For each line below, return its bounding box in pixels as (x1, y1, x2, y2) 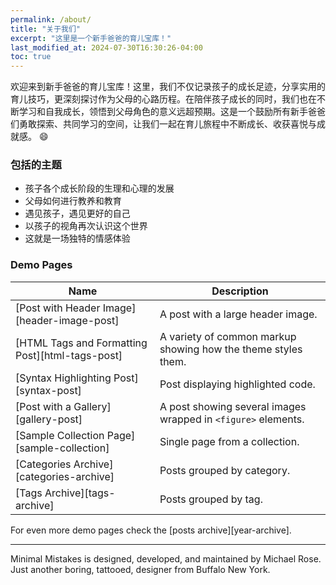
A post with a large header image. (159, 307, 318, 321)
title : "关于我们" (10, 24, 82, 34)
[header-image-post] (15, 313, 120, 327)
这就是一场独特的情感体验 (24, 232, 131, 245)
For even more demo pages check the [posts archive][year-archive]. (10, 524, 292, 536)
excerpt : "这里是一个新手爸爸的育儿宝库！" (10, 33, 172, 43)
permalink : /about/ (10, 14, 92, 25)
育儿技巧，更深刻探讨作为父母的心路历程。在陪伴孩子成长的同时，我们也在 (10, 93, 317, 105)
